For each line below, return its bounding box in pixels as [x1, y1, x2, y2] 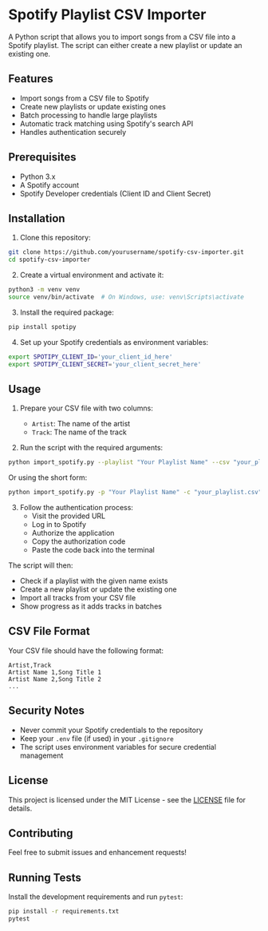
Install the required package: [19, 307, 114, 317]
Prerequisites [8, 150, 77, 164]
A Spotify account [19, 180, 80, 189]
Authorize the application [31, 529, 115, 538]
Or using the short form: [8, 473, 88, 482]
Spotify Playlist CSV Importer [8, 6, 207, 24]
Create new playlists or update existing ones [19, 101, 166, 111]
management [19, 751, 64, 760]
